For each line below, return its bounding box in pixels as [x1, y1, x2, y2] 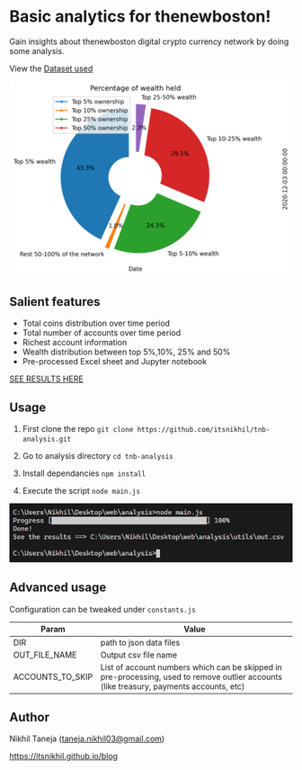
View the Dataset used [9, 63, 93, 74]
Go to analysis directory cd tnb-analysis [22, 451, 173, 461]
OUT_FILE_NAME [13, 649, 77, 660]
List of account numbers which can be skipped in [100, 662, 283, 673]
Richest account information [22, 337, 128, 348]
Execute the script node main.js [22, 486, 141, 497]
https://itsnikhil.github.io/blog [9, 751, 119, 762]
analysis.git [22, 434, 72, 444]
